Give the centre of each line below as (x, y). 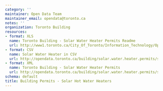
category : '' (18, 9)
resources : (16, 32)
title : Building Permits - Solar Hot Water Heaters (58, 81)
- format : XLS (19, 37)
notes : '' (15, 23)
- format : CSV (19, 50)
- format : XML (19, 63)
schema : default (21, 77)
